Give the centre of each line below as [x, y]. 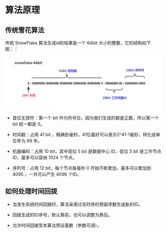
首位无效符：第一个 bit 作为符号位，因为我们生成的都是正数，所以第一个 [86, 117]
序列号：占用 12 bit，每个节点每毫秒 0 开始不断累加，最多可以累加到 [82, 168]
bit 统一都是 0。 [28, 124]
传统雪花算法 [25, 30]
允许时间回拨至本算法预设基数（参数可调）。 [57, 225]
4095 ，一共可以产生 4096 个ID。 [47, 174]
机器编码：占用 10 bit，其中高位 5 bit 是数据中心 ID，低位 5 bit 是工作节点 [87, 151]
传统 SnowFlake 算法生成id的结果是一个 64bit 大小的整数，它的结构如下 [78, 43]
